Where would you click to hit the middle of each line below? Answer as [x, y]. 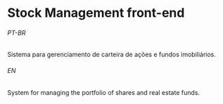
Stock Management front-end [96, 13]
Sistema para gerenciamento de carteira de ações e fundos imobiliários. [112, 55]
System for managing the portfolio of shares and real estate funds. [104, 92]
